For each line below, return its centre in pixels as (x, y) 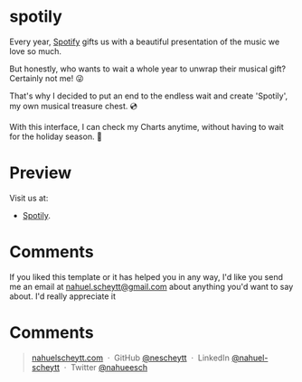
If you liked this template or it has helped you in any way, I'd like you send (146, 276)
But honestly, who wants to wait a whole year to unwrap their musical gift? (148, 69)
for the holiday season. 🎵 (56, 136)
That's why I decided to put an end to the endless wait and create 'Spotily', (148, 96)
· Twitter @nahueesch (105, 367)
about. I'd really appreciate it (62, 296)
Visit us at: (29, 198)
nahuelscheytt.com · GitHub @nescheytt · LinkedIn (131, 358)
